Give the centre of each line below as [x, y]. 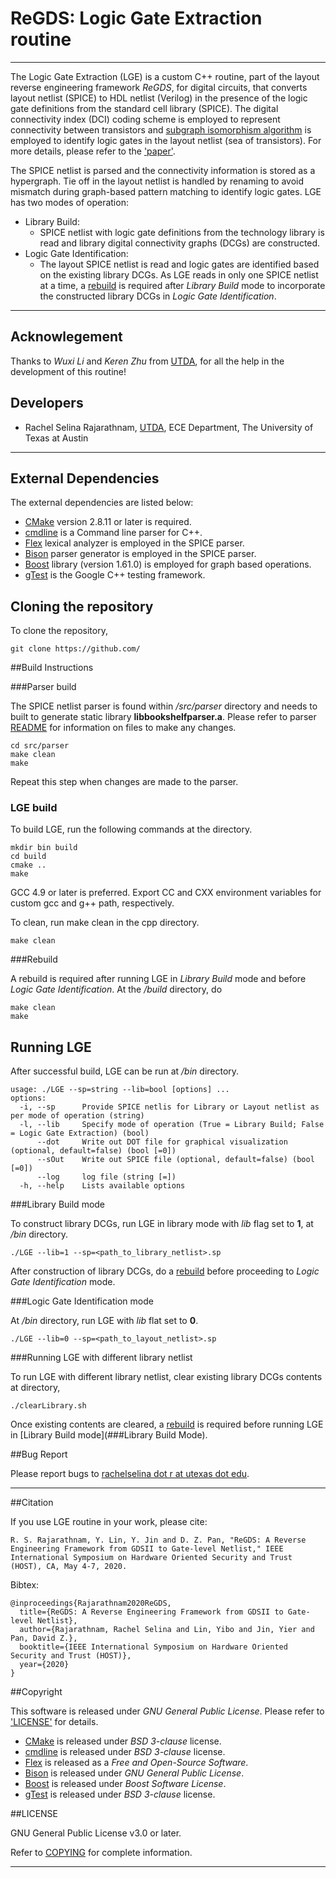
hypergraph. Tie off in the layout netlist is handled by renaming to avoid [157, 181]
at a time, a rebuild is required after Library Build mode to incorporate [182, 285]
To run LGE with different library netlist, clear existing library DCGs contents [166, 1377]
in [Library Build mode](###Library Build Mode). [109, 1435]
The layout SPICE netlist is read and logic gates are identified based [179, 264]
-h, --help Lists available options [102, 1186]
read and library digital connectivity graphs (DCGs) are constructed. [180, 243]
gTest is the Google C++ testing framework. [115, 575]
